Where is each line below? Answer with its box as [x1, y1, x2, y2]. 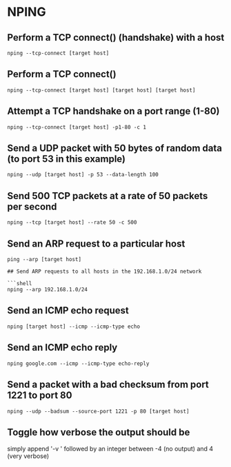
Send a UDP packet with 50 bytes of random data [7, 143, 223, 154]
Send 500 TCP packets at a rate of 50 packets [7, 190, 208, 202]
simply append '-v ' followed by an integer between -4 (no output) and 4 [7, 445, 214, 453]
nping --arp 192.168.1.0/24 [7, 287, 88, 293]
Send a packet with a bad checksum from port [7, 379, 209, 391]
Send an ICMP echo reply [7, 342, 118, 353]
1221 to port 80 [7, 390, 72, 402]
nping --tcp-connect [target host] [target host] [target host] [7, 87, 196, 94]
